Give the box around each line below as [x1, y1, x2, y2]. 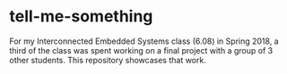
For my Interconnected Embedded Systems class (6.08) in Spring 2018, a [9, 36, 280, 46]
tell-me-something [9, 6, 153, 27]
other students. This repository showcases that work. [9, 54, 206, 65]
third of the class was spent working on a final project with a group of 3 [9, 45, 274, 55]
